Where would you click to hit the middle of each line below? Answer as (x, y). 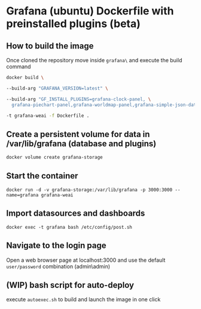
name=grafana (22, 195)
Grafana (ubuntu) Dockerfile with (90, 11)
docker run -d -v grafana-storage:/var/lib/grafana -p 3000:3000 (89, 190)
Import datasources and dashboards (76, 213)
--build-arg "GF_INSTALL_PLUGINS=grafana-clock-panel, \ (79, 99)
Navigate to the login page (56, 246)
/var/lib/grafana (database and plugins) (81, 143)
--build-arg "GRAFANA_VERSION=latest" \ (57, 88)
